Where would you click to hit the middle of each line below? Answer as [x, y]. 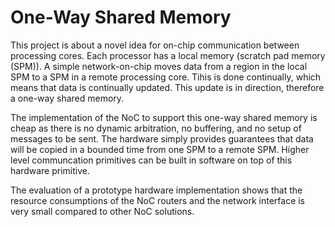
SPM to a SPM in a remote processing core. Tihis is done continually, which [166, 77]
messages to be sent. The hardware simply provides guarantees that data [162, 138]
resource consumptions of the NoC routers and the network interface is [158, 200]
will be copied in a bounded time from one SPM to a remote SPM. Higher [160, 149]
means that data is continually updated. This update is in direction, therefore [167, 87]
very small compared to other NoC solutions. [102, 211]
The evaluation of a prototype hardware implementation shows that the [156, 190]
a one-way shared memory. [67, 98]
